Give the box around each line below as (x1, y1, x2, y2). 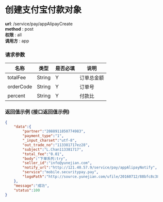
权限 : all (5, 32, 22, 37)
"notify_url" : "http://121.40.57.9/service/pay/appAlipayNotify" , (22, 165, 158, 170)
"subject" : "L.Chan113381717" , (22, 147, 83, 152)
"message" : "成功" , (14, 183, 49, 188)
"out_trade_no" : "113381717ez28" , (22, 142, 90, 147)
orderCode (7, 83, 33, 90)
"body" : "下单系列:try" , (22, 156, 68, 161)
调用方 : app (5, 37, 29, 44)
